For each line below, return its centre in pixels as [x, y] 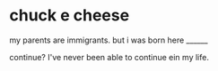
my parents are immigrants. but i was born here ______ [109, 40]
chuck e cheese [70, 16]
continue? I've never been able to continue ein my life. [109, 57]
